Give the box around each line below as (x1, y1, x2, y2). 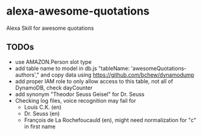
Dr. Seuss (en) (24, 109, 60, 117)
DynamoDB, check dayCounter (15, 84, 93, 91)
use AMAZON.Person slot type (15, 58, 92, 65)
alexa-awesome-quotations (6, 4, 150, 18)
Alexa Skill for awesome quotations (6, 24, 94, 32)
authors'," (15, 71, 39, 78)
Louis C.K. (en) (24, 103, 62, 111)
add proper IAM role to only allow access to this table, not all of (15, 77, 173, 85)
